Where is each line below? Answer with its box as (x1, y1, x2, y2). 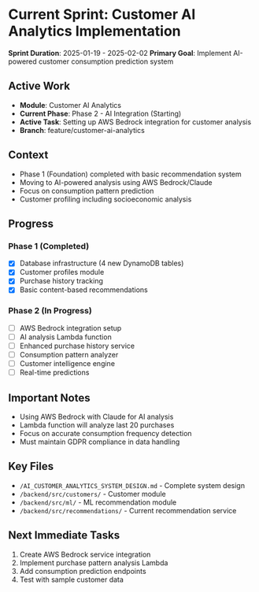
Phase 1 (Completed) (8, 240, 90, 251)
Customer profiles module (19, 268, 105, 277)
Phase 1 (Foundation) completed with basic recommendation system (19, 169, 242, 179)
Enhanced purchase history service (19, 341, 135, 350)
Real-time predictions (19, 368, 90, 377)
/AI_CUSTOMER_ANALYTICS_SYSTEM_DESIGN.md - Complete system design (19, 480, 246, 490)
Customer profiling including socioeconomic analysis (19, 194, 192, 204)
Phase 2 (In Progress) (8, 305, 92, 316)
